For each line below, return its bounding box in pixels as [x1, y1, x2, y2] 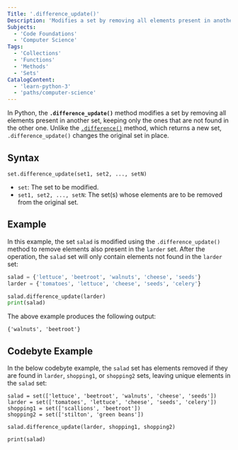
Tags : [7, 43, 23, 50]
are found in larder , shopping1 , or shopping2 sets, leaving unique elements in [7, 371, 231, 380]
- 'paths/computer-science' [13, 89, 97, 96]
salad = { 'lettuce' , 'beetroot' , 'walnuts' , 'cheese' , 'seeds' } [7, 273, 201, 280]
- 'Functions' [13, 57, 55, 64]
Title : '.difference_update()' [7, 10, 100, 18]
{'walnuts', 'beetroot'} [7, 326, 81, 333]
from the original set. [17, 197, 79, 206]
